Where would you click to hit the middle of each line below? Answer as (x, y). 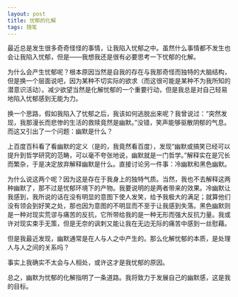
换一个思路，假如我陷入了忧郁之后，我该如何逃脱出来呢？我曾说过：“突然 (114, 113)
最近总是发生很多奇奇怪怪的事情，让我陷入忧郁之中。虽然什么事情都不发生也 (119, 48)
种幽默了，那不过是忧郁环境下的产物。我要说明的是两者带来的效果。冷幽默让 (119, 188)
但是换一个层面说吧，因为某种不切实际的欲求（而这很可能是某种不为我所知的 (119, 81)
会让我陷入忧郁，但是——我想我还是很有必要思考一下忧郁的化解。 (103, 57)
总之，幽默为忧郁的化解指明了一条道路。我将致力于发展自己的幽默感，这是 (116, 278)
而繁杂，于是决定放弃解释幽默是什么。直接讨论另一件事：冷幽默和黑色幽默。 (119, 164)
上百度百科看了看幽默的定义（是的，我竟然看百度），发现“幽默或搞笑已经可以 (119, 147)
